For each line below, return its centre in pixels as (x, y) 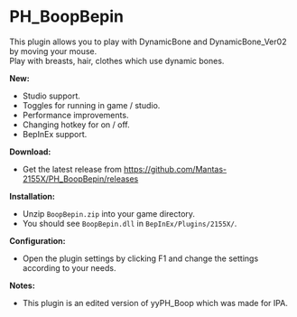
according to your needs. (69, 267)
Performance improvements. (75, 115)
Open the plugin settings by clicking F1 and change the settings (140, 258)
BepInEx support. (55, 134)
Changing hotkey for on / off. (76, 125)
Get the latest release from (72, 169)
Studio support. (51, 96)
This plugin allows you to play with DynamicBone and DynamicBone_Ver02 (148, 42)
